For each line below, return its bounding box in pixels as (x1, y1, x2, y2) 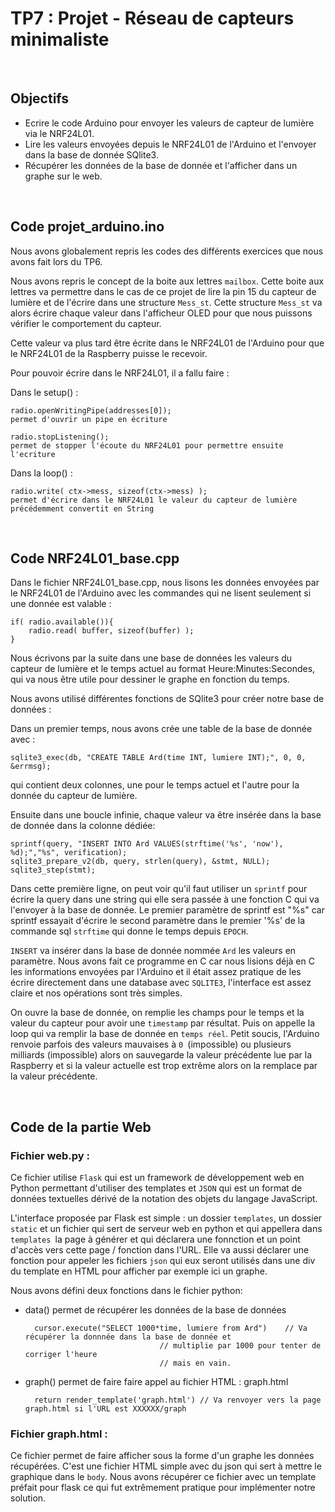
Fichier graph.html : (10, 1427, 108, 1441)
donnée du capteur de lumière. (10, 790, 138, 802)
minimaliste (10, 28, 110, 51)
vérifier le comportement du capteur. (10, 317, 162, 329)
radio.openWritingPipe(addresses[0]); (10, 405, 172, 416)
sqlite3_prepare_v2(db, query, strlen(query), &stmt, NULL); (10, 857, 271, 867)
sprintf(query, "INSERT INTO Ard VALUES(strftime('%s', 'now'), (10, 839, 284, 849)
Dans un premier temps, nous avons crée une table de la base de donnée (10, 723, 313, 735)
